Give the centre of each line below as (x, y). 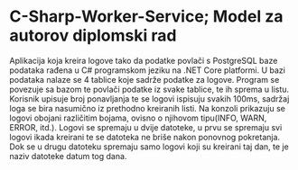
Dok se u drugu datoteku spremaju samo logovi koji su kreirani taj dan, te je (149, 147)
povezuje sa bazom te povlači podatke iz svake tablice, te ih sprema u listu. (149, 89)
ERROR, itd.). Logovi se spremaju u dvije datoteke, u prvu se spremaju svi (146, 127)
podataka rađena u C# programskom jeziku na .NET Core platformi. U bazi (148, 70)
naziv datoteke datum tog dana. (68, 156)
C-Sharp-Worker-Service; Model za (146, 17)
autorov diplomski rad (93, 36)
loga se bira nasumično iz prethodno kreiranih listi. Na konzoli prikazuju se (148, 108)
